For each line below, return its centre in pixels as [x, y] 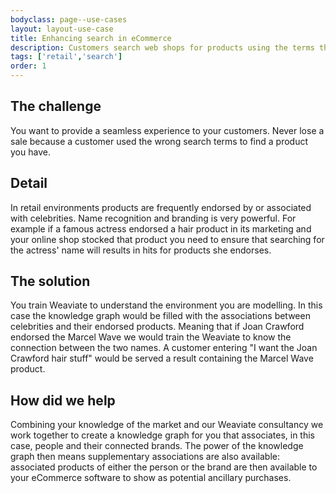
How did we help [63, 400]
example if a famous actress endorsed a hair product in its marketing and [161, 228]
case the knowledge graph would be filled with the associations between [160, 316]
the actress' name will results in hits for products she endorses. [141, 250]
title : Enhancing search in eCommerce [91, 38]
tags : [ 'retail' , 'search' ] [66, 57]
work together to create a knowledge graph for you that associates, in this [163, 435]
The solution [50, 281]
